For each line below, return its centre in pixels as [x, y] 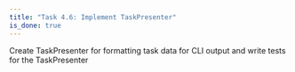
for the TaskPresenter [49, 60]
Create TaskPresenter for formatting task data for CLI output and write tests [147, 50]
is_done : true [36, 25]
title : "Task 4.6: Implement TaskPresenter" [93, 17]
